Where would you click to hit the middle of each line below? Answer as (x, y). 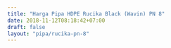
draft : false (26, 27)
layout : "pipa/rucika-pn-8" (49, 34)
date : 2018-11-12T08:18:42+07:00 (56, 20)
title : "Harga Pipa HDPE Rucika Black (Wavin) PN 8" (86, 14)
